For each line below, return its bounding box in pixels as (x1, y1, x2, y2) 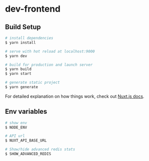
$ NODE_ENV (5, 125, 27, 130)
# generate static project (5, 80, 60, 85)
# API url (5, 134, 25, 139)
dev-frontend (5, 3, 61, 15)
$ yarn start (5, 72, 32, 76)
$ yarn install (5, 40, 36, 45)
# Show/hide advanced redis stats (5, 147, 76, 152)
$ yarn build (5, 67, 32, 72)
